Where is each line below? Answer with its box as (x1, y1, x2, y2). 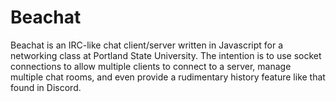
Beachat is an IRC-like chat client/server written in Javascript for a (10, 39, 284, 51)
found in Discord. (10, 81, 82, 93)
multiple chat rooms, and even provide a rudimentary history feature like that (10, 71, 326, 83)
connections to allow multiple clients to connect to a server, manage (10, 60, 292, 72)
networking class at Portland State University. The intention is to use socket (10, 49, 322, 61)
